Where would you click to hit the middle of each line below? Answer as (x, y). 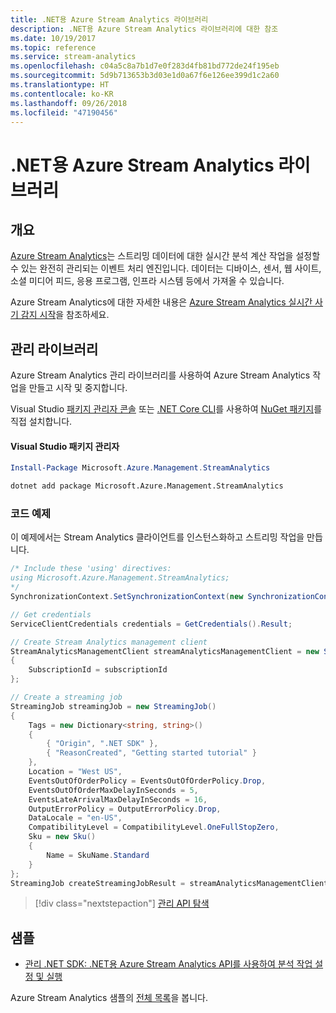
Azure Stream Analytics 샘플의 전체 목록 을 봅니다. (109, 998)
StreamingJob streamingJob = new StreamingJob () (113, 706)
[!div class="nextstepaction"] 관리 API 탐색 (122, 903)
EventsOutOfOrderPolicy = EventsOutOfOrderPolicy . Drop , (147, 781)
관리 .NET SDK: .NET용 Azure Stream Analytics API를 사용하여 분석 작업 (168, 964)
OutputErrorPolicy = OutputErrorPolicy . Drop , (125, 809)
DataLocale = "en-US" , (75, 818)
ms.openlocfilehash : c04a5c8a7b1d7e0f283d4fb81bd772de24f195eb (145, 66)
